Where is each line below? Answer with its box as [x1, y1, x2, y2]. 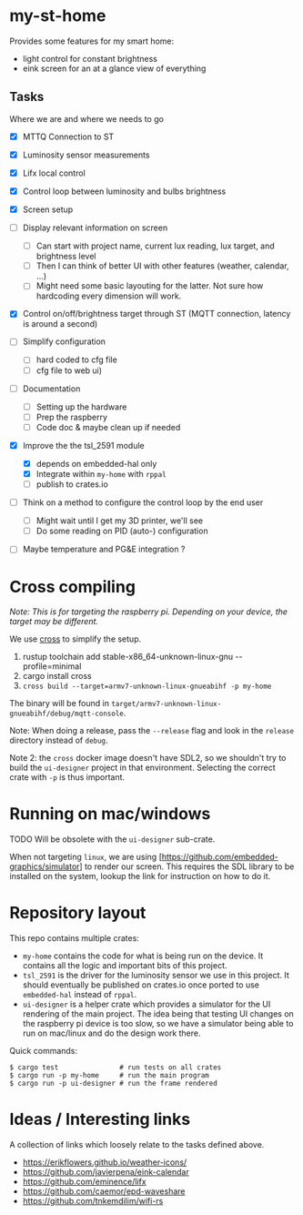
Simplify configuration [22, 336, 106, 347]
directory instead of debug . [9, 734, 108, 746]
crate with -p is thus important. [9, 772, 126, 783]
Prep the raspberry [35, 411, 107, 422]
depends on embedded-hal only [35, 458, 157, 469]
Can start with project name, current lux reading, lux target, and [35, 240, 275, 251]
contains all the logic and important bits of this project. [22, 960, 227, 971]
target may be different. [9, 616, 98, 627]
